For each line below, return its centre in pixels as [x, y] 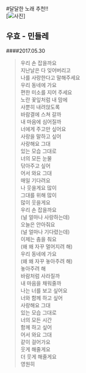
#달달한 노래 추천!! [27, 9]
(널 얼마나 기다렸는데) [45, 231]
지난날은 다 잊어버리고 [46, 70]
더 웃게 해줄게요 [38, 357]
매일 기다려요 [35, 180]
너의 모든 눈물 [36, 158]
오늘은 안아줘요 [38, 224]
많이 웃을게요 [35, 202]
